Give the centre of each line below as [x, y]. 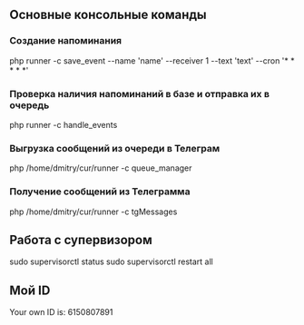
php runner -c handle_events [64, 124]
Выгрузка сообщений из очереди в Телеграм [115, 148]
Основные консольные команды [108, 15]
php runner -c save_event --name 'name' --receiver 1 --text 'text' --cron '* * [152, 60]
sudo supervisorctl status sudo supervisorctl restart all [111, 261]
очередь [29, 105]
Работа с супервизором [81, 240]
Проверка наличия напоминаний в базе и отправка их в [140, 94]
